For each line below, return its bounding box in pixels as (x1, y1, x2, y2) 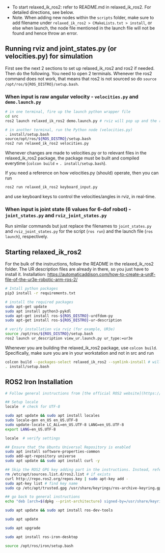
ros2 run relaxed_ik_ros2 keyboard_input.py (5, 184, 98, 190)
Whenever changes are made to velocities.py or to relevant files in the (5, 150, 147, 156)
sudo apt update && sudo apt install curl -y (5, 459, 100, 463)
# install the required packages (5, 300, 74, 305)
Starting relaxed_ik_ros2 (5, 248, 82, 256)
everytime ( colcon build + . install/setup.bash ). (5, 160, 107, 166)
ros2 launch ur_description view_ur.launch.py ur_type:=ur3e (5, 336, 133, 341)
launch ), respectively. (5, 234, 48, 240)
